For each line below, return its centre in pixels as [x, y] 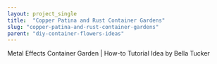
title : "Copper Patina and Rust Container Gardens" [86, 20]
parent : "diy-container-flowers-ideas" [66, 33]
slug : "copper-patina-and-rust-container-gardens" [83, 27]
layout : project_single [42, 14]
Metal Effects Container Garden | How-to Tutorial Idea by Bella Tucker [108, 53]
